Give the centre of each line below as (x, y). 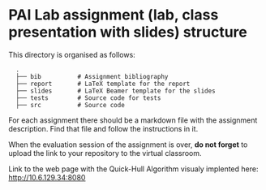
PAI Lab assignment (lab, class (114, 15)
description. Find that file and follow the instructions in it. (103, 128)
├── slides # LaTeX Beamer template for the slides (116, 91)
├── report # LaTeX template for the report (103, 84)
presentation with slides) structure (128, 32)
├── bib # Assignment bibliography (92, 76)
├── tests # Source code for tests (88, 98)
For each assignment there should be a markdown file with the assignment (133, 120)
